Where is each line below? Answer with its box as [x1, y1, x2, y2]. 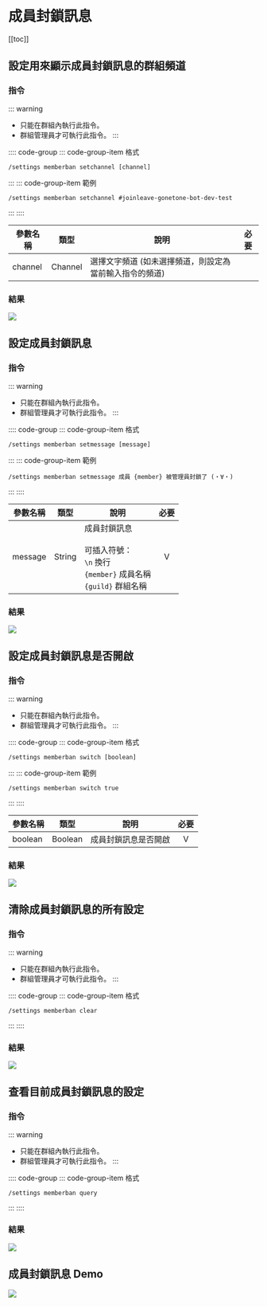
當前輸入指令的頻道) [90, 268, 165, 279]
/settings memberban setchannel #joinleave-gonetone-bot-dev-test [8, 194, 233, 202]
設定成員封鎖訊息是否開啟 [8, 649, 133, 663]
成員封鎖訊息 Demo [8, 1268, 103, 1281]
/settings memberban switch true [8, 784, 119, 792]
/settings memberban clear [8, 1006, 98, 1014]
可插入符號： [84, 544, 133, 555]
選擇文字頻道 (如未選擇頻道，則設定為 [90, 256, 231, 267]
